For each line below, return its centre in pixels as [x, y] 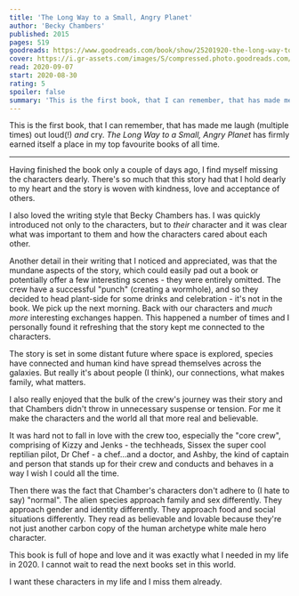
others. [22, 198]
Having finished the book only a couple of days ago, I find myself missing [144, 170]
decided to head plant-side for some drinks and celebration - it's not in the [146, 299]
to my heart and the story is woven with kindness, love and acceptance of [145, 189]
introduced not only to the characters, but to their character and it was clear [148, 225]
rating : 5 [28, 84]
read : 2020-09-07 [41, 68]
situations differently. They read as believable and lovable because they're [145, 519]
